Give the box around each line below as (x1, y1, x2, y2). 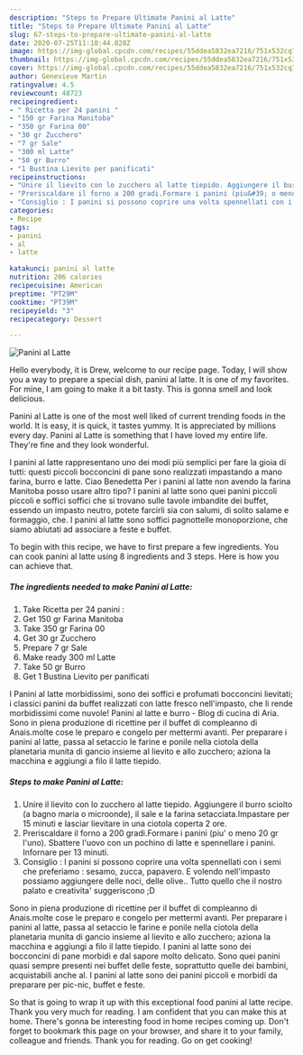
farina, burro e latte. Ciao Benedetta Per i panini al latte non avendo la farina (9, 476, 291, 487)
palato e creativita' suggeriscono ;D (22, 885, 156, 896)
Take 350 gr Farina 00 (22, 623, 106, 634)
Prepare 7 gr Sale (22, 642, 87, 654)
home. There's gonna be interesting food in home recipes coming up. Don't (9, 1016, 289, 1027)
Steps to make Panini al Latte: (9, 776, 124, 787)
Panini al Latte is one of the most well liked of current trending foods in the (9, 411, 286, 422)
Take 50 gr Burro (22, 662, 86, 673)
